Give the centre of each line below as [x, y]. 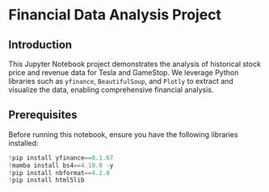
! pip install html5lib [46, 180]
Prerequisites [43, 115]
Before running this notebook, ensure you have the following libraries [123, 134]
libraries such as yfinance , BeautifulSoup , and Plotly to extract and [121, 81]
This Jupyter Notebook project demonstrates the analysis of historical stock [134, 64]
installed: [23, 143]
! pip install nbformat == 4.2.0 [59, 173]
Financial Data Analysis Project [115, 15]
